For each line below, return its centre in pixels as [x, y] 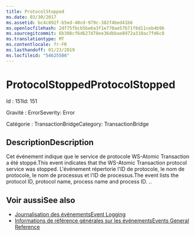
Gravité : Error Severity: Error [41, 112]
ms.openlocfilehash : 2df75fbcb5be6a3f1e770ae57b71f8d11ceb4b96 [85, 28]
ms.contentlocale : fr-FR [37, 45]
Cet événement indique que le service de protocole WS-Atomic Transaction [98, 156]
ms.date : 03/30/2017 [32, 17]
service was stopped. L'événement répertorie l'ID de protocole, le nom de [95, 169]
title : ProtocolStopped [35, 12]
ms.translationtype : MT [35, 39]
